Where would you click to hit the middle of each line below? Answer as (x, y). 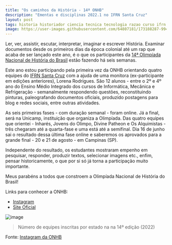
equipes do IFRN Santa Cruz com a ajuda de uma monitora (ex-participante (84, 76)
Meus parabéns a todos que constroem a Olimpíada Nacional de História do (85, 176)
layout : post (19, 20)
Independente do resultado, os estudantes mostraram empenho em (77, 150)
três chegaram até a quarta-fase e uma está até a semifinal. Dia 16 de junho (85, 129)
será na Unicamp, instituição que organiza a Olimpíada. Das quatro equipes (85, 118)
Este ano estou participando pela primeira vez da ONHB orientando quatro (84, 70)
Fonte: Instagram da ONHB (34, 237)
